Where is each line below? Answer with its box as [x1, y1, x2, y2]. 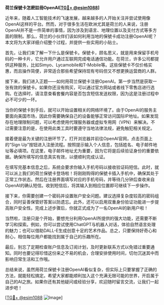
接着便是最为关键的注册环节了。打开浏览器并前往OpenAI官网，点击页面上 [5, 136, 153, 141]
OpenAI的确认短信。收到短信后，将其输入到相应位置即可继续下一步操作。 [5, 183, 153, 188]
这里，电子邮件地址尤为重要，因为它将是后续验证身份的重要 [35, 148, 155, 153]
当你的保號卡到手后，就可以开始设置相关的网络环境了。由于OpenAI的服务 [5, 107, 153, 113]
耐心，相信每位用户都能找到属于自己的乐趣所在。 [5, 234, 103, 239]
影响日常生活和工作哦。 [5, 256, 52, 262]
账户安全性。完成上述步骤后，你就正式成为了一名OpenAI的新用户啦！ [9, 205, 149, 211]
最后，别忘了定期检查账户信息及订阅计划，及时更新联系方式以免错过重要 [5, 244, 150, 250]
